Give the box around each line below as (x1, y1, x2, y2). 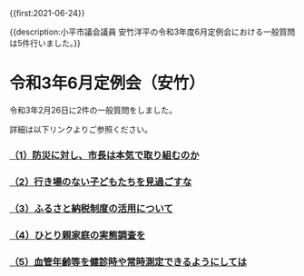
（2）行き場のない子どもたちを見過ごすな (9, 175, 192, 188)
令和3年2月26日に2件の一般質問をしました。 (9, 104, 177, 115)
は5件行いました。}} (9, 38, 82, 48)
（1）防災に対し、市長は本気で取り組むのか (9, 149, 200, 162)
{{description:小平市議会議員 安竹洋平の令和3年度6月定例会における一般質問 (9, 26, 296, 37)
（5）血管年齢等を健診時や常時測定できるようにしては (9, 255, 248, 268)
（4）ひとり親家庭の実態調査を (9, 229, 146, 241)
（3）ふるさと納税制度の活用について (9, 202, 174, 214)
